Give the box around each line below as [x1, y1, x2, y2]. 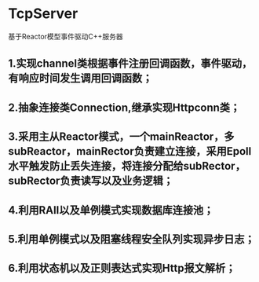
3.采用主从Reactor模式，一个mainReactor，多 [8, 130, 235, 144]
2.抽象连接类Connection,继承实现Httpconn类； [8, 101, 241, 114]
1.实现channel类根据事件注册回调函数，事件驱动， [8, 57, 253, 71]
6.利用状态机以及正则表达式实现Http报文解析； [8, 262, 236, 275]
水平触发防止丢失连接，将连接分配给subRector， [8, 159, 246, 173]
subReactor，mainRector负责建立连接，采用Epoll [8, 145, 252, 158]
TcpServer [8, 5, 78, 23]
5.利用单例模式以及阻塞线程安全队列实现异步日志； [8, 233, 255, 246]
